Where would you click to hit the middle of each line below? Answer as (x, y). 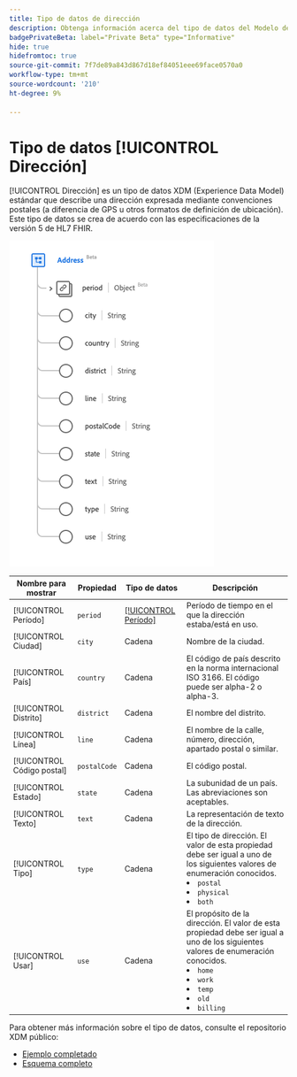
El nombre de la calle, (225, 730)
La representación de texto (235, 813)
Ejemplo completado (59, 1054)
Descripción (235, 588)
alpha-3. (202, 696)
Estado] (27, 797)
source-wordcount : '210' (55, 84)
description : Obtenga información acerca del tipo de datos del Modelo (144, 28)
